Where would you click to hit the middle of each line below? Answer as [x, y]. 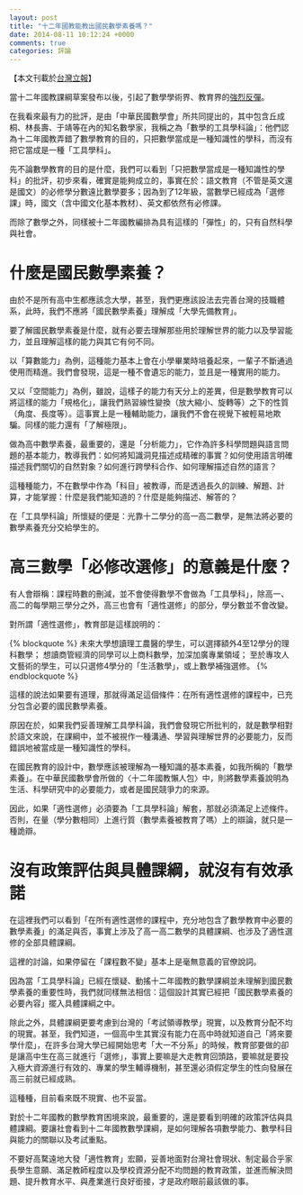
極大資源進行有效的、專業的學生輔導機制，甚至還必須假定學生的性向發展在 [155, 1067]
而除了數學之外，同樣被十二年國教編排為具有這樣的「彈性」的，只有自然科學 [151, 223]
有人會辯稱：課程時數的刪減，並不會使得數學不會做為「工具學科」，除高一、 [149, 594]
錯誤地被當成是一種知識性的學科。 [72, 748]
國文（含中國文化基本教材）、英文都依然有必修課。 [133, 203]
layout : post [34, 18]
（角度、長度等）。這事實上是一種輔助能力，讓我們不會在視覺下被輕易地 [141, 414]
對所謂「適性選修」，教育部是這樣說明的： [86, 624]
